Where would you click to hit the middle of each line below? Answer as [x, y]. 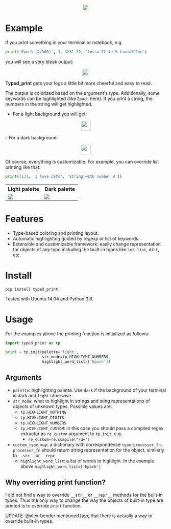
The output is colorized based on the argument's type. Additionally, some [82, 93]
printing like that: [23, 167]
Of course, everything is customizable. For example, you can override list [82, 161]
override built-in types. [29, 521]
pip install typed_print [32, 289]
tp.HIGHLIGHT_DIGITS [42, 418]
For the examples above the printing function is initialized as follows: [77, 334]
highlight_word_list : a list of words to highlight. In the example [87, 461]
